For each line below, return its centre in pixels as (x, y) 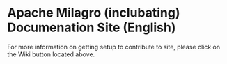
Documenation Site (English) (92, 27)
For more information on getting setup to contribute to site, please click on (114, 47)
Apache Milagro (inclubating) (94, 13)
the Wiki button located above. (51, 54)
